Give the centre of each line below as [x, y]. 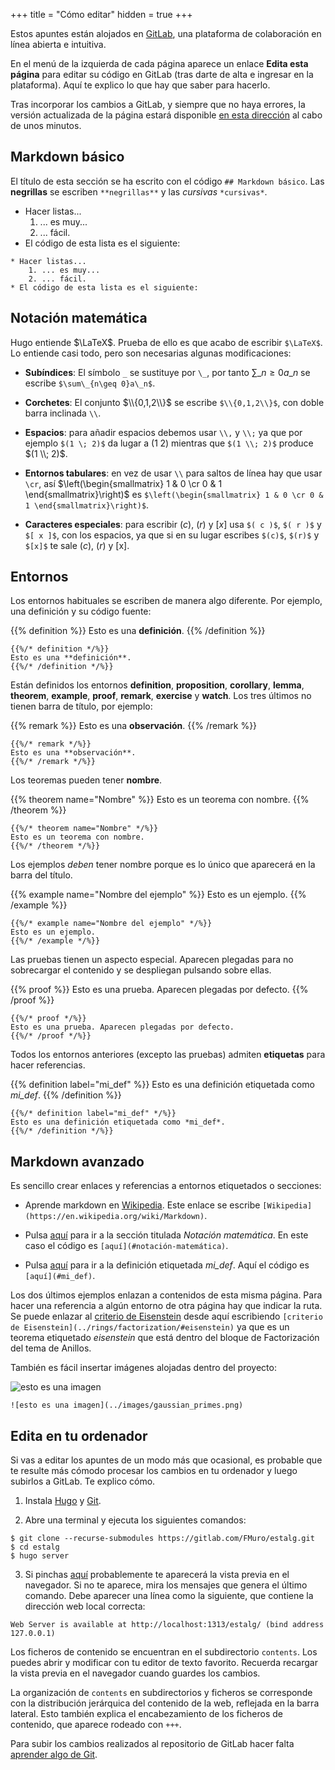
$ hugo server [40, 1556]
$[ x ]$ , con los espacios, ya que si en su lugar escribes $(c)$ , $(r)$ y [172, 535]
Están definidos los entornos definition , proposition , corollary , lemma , [157, 685]
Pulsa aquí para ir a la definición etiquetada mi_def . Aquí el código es [167, 1265]
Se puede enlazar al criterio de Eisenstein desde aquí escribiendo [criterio [166, 1316]
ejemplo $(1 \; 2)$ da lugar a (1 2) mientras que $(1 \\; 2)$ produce [169, 443]
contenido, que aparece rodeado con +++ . [96, 1725]
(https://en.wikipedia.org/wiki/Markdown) [114, 1217]
